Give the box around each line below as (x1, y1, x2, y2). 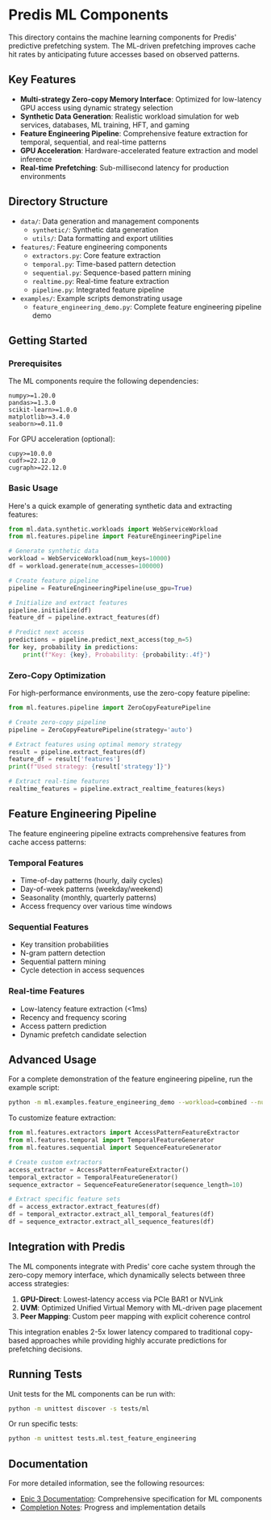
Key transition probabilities (19, 939, 109, 949)
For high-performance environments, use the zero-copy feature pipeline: (8, 688, 251, 698)
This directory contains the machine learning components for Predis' (8, 32, 237, 42)
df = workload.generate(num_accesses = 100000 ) (8, 562, 164, 570)
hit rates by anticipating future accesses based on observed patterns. (8, 49, 240, 59)
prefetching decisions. (8, 1344, 83, 1354)
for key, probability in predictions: (8, 643, 139, 652)
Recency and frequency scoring (19, 1012, 127, 1022)
